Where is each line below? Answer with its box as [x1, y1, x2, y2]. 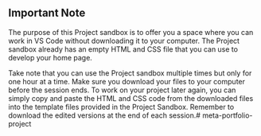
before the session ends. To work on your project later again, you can [8, 85, 236, 95]
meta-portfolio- [202, 111, 253, 120]
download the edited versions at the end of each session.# [8, 111, 201, 120]
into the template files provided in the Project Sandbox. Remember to [8, 102, 235, 111]
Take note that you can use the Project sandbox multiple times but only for [8, 68, 252, 78]
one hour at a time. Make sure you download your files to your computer [8, 76, 245, 86]
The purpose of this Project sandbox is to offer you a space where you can [8, 27, 254, 37]
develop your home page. [8, 52, 93, 62]
